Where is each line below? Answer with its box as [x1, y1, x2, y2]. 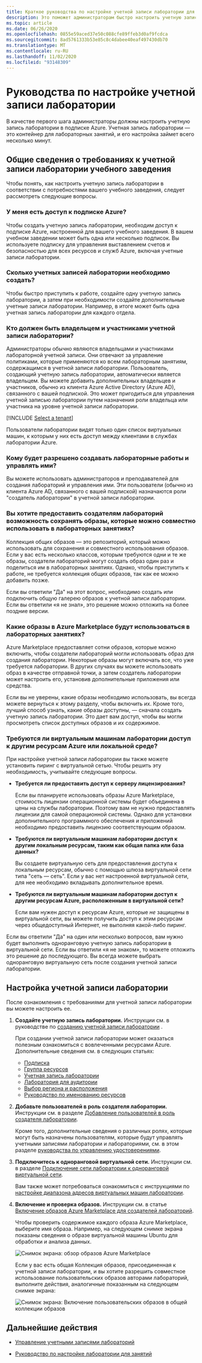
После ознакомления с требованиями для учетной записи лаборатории [6, 999, 192, 1006]
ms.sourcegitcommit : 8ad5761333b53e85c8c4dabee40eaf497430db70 [6, 37, 168, 43]
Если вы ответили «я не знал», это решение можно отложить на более [6, 600, 189, 608]
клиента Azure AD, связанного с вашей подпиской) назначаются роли [6, 488, 186, 495]
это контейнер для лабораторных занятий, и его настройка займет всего [6, 131, 194, 138]
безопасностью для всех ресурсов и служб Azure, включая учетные [6, 247, 183, 254]
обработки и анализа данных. [14, 1238, 92, 1246]
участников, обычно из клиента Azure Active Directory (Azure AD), [6, 384, 176, 391]
